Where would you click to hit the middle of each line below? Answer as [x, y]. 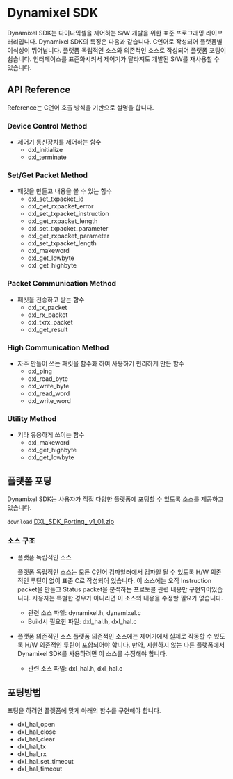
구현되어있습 [206, 589]
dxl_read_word [49, 393]
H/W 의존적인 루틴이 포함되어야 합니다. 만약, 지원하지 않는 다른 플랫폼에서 [124, 645]
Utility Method [32, 418]
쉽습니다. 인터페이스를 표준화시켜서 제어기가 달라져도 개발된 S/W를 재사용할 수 [114, 59]
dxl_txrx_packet [50, 322]
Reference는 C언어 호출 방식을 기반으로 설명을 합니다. [81, 107]
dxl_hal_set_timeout [46, 762]
